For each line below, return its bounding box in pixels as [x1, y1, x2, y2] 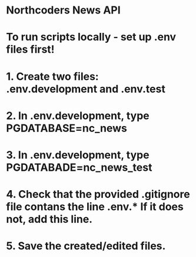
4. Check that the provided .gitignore [6, 188, 190, 201]
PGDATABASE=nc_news [6, 121, 128, 135]
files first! [6, 43, 55, 56]
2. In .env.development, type [6, 109, 150, 122]
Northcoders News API [6, 4, 121, 17]
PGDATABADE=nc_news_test [6, 161, 152, 174]
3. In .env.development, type [6, 148, 150, 161]
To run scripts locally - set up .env [6, 31, 177, 44]
